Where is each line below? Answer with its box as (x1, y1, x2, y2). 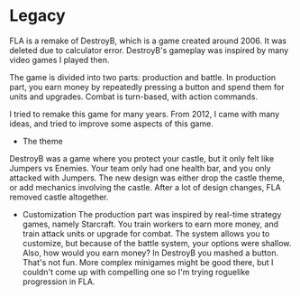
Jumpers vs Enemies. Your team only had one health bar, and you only (9, 162, 272, 173)
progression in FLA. (22, 276, 95, 287)
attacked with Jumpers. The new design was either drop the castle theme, (9, 172, 286, 183)
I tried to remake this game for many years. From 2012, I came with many (9, 108, 280, 119)
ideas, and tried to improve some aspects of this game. (9, 118, 214, 129)
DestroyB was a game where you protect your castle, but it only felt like (9, 153, 275, 163)
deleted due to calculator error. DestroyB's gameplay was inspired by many (9, 44, 289, 55)
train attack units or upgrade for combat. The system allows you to (22, 227, 270, 239)
